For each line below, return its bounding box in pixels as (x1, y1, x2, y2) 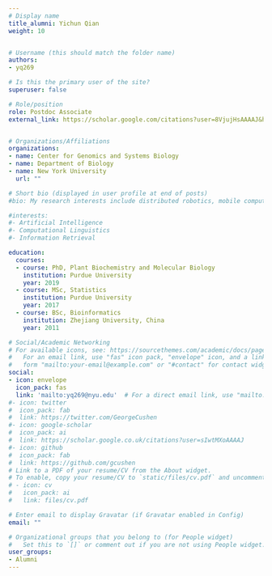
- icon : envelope (8, 376, 67, 384)
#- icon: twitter (8, 398, 67, 407)
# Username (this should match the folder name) (8, 49, 176, 57)
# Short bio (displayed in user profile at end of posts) (8, 189, 208, 197)
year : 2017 (23, 301, 60, 310)
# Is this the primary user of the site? (8, 78, 151, 87)
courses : (15, 256, 45, 264)
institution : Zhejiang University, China (23, 316, 164, 324)
